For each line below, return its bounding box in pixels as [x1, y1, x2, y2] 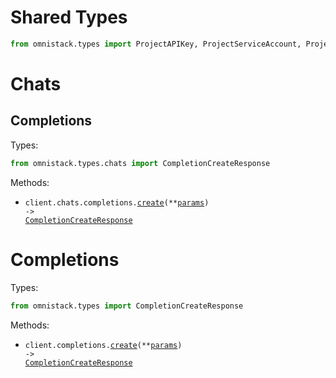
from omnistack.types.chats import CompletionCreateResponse [10, 158, 271, 168]
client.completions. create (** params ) [24, 340, 183, 350]
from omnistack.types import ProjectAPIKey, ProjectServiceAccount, [10, 39, 302, 49]
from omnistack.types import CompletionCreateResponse [10, 301, 244, 311]
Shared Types [10, 6, 128, 29]
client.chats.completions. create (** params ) [24, 197, 210, 208]
